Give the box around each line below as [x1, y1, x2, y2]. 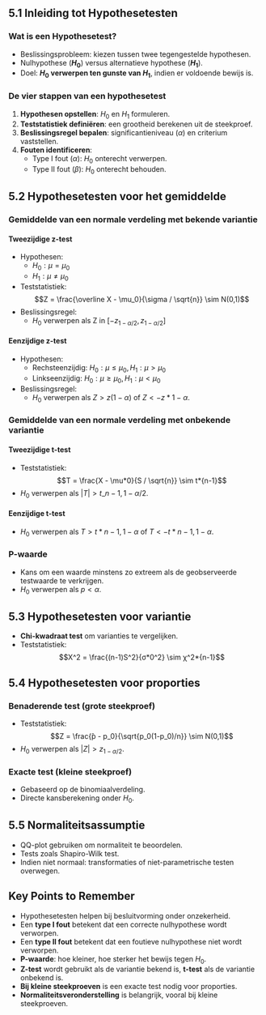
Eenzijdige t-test [8, 508, 66, 518]
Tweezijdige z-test [8, 234, 73, 244]
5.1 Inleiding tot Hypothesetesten [8, 6, 178, 20]
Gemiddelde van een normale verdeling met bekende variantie [8, 214, 258, 225]
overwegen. [19, 866, 61, 876]
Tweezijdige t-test [8, 445, 71, 454]
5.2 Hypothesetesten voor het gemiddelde [8, 190, 226, 203]
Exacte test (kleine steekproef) [8, 766, 132, 777]
